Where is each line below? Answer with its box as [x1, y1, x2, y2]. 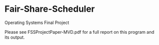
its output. [4, 34, 25, 40]
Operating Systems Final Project [4, 20, 69, 25]
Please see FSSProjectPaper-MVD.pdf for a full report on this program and [4, 29, 155, 35]
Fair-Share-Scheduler [4, 3, 95, 15]
